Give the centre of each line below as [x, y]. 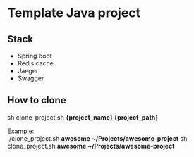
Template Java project [74, 13]
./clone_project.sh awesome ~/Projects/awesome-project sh [97, 138]
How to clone [37, 100]
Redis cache [36, 63]
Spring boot [35, 56]
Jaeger [28, 71]
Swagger [31, 78]
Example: [21, 131]
